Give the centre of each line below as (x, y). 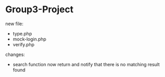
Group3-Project (39, 9)
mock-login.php (29, 39)
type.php (22, 33)
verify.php (24, 44)
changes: (15, 54)
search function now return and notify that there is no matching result (86, 64)
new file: (14, 24)
